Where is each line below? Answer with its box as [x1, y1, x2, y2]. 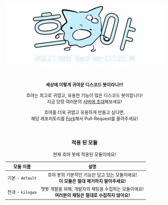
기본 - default [7, 175, 37, 181]
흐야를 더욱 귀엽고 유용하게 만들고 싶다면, [44, 109, 125, 115]
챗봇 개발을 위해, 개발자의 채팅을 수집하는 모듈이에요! [41, 186, 144, 192]
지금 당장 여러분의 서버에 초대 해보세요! [47, 98, 122, 105]
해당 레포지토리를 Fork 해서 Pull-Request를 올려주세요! [31, 115, 138, 122]
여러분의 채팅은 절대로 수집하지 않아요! [54, 192, 130, 198]
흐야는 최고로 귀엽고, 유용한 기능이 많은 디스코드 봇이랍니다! [26, 92, 143, 98]
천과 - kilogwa [7, 189, 37, 195]
